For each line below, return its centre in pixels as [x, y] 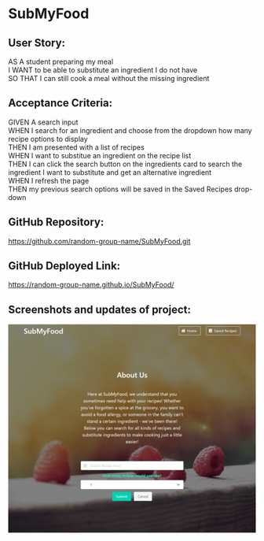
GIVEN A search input [43, 122]
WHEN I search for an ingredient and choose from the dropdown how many [130, 130]
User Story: [37, 43]
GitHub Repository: [56, 222]
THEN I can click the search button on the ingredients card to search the [125, 164]
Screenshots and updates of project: [99, 309]
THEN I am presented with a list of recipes [77, 147]
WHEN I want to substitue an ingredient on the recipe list [100, 155]
